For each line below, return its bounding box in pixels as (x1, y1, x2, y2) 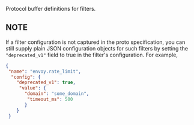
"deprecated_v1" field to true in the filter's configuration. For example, (5, 51, 178, 58)
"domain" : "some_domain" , (24, 91, 89, 97)
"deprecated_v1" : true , (16, 79, 76, 86)
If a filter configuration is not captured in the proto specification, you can (5, 38, 186, 46)
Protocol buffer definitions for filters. (5, 5, 96, 12)
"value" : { (19, 85, 46, 91)
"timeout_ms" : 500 (27, 96, 73, 103)
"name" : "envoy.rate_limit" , (8, 69, 82, 75)
